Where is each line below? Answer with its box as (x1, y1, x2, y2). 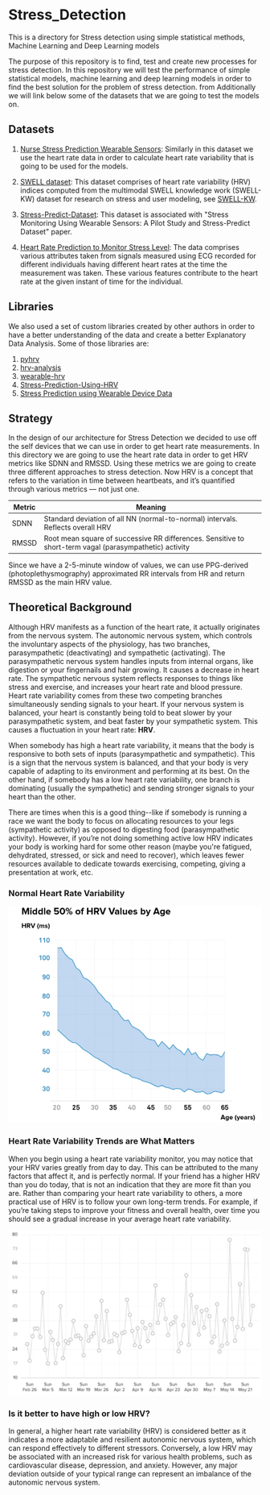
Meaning (136, 502, 166, 512)
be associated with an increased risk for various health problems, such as (8, 1452, 253, 1462)
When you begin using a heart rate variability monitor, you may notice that (8, 1154, 253, 1164)
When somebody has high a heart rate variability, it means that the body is (8, 740, 255, 750)
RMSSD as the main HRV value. (8, 577, 112, 587)
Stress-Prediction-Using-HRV (19, 380, 119, 389)
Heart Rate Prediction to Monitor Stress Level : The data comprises (19, 242, 239, 251)
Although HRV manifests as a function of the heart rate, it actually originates (8, 622, 260, 632)
